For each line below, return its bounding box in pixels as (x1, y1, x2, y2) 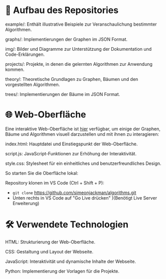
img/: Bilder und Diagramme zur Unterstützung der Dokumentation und (5, 46, 152, 52)
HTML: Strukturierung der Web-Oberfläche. (5, 239, 95, 245)
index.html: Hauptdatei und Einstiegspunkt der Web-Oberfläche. (5, 141, 138, 147)
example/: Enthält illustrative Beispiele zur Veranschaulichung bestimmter (5, 21, 157, 27)
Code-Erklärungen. (5, 51, 45, 57)
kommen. (5, 66, 25, 72)
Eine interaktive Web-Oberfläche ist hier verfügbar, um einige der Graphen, (5, 126, 160, 132)
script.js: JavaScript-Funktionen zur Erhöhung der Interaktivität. (5, 150, 137, 156)
